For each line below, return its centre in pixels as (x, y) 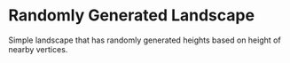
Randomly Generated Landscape (131, 16)
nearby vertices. (38, 49)
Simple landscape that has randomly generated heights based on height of (145, 40)
